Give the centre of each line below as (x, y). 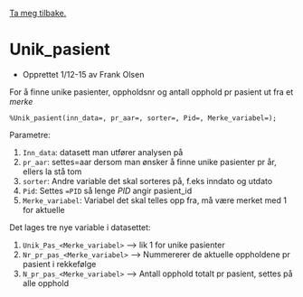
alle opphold (46, 283)
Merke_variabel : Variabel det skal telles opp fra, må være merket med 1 (155, 200)
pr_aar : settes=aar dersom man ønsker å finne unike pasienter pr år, (150, 162)
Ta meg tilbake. (38, 13)
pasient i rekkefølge (59, 264)
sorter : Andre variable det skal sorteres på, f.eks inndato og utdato (147, 181)
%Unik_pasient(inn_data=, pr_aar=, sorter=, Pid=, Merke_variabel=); (143, 118)
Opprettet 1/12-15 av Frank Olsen (83, 74)
